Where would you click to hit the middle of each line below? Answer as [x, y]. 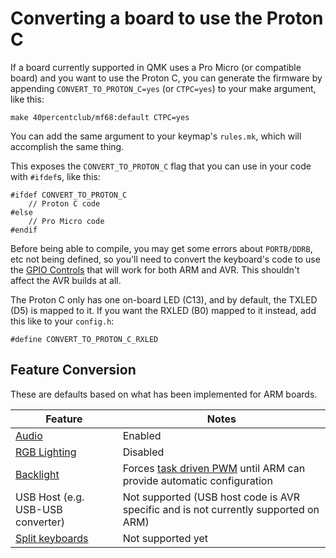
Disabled [143, 452]
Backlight [37, 474]
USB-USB [39, 509]
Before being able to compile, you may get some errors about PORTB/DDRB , [161, 248]
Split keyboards [52, 538]
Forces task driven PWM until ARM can [214, 468]
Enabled [142, 435]
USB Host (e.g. [50, 497]
